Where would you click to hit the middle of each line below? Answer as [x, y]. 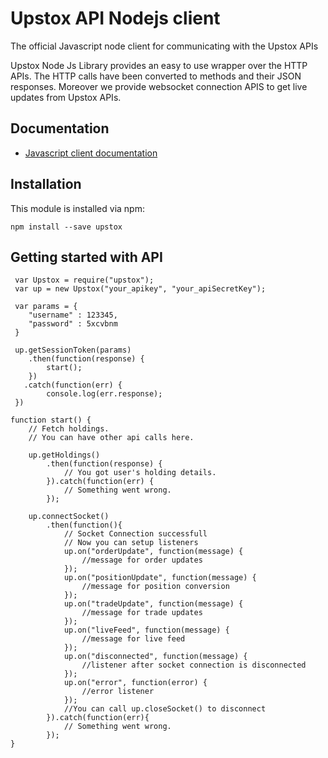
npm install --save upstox [66, 227]
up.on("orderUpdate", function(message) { [153, 552]
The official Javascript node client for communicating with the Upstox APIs [164, 46]
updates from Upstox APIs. [66, 97]
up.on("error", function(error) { [135, 683]
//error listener [118, 692]
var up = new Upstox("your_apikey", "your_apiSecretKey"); [140, 289]
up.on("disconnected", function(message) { [155, 657]
